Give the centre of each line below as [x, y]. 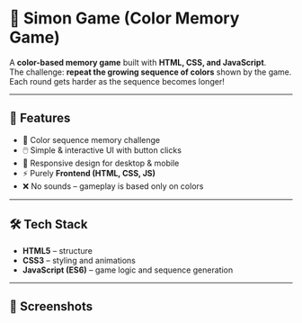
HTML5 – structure [57, 250]
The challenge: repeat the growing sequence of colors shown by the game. [151, 72]
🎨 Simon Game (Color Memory [124, 18]
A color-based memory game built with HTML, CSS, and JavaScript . [138, 62]
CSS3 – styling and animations [79, 260]
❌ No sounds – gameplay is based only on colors [113, 186]
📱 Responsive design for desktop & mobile [101, 163]
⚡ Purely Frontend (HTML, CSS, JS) [89, 173]
